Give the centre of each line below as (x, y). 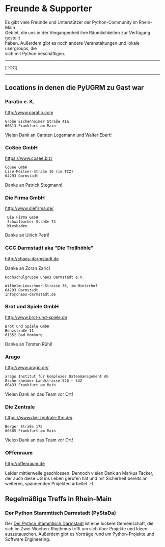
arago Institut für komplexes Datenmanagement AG (57, 376)
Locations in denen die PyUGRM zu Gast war (74, 88)
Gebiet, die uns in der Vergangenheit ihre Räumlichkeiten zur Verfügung (78, 32)
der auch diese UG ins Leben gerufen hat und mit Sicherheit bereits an (76, 478)
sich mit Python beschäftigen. (35, 53)
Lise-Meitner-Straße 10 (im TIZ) (39, 172)
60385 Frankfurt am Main (30, 431)
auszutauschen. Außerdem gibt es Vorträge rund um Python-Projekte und (80, 534)
